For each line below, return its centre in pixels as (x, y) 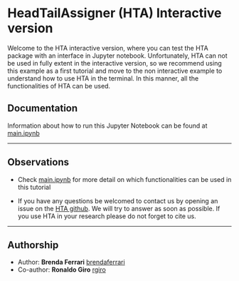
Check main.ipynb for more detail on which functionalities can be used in (124, 179)
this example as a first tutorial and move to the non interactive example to (115, 71)
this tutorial (34, 187)
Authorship (33, 245)
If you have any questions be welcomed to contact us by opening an (118, 200)
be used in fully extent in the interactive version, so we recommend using (115, 63)
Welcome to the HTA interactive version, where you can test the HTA (108, 48)
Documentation (43, 108)
